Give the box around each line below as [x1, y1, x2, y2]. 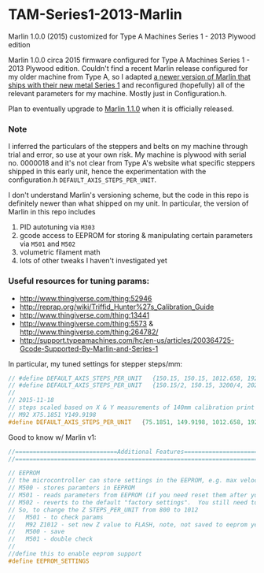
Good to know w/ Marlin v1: [8, 432, 97, 442]
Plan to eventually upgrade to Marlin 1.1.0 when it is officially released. [8, 104, 234, 113]
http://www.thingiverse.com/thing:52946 [19, 293, 152, 303]
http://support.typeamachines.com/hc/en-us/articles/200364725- [19, 335, 235, 344]
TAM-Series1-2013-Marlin [8, 6, 182, 24]
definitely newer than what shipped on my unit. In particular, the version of [8, 199, 249, 208]
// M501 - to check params [8, 513, 104, 521]
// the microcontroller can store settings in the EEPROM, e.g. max [8, 477, 237, 485]
